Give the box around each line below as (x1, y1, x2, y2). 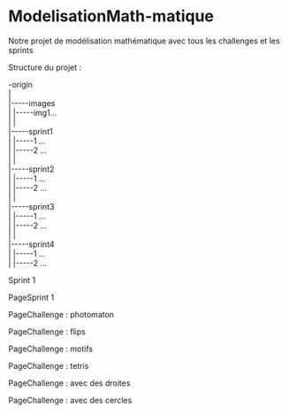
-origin (8, 79, 33, 89)
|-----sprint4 (8, 239, 55, 249)
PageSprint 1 (8, 292, 55, 303)
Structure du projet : (8, 62, 82, 73)
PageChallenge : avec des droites (8, 378, 131, 388)
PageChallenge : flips (8, 326, 86, 337)
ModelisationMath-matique (8, 6, 214, 27)
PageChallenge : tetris (8, 360, 89, 371)
